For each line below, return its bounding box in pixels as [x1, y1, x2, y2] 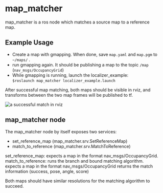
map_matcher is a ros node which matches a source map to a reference [5, 19, 150, 25]
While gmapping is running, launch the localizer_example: [12, 72, 129, 78]
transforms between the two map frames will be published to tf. [5, 92, 133, 98]
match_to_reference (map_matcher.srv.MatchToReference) [12, 143, 131, 149]
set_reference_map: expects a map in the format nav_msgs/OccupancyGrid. [5, 152, 159, 159]
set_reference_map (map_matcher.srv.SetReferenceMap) [12, 138, 128, 144]
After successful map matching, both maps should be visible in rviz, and [5, 86, 151, 93]
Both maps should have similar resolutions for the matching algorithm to [5, 178, 150, 184]
